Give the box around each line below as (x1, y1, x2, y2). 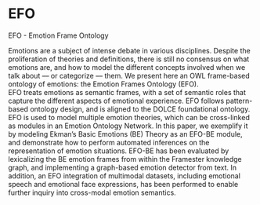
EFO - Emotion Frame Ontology (8, 31, 109, 40)
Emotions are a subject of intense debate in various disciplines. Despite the (8, 46, 251, 55)
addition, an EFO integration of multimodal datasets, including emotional (8, 170, 241, 181)
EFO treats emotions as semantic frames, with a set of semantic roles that (8, 87, 247, 97)
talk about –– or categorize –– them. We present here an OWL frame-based (8, 71, 251, 80)
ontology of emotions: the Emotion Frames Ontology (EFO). (8, 79, 199, 89)
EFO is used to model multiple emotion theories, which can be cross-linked (8, 112, 251, 122)
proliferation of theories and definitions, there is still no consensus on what (8, 54, 250, 64)
